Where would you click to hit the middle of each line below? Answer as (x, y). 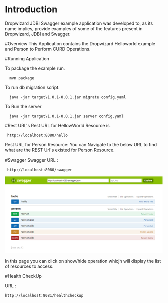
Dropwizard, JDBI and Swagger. (38, 34)
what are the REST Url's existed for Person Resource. (60, 150)
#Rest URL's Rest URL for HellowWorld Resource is (57, 125)
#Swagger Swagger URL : (32, 160)
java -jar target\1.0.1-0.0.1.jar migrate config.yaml (68, 97)
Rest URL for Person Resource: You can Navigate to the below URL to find (81, 144)
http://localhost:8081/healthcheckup (44, 295)
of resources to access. (29, 266)
